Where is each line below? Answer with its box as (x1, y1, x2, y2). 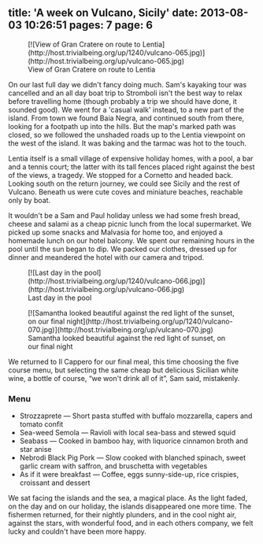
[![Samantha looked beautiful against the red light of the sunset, (28, 308, 235, 317)
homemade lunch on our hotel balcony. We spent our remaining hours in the (8, 235, 255, 245)
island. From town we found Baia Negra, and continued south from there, (8, 113, 245, 123)
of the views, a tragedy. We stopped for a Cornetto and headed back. (8, 170, 234, 179)
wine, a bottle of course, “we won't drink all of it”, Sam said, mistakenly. (8, 373, 240, 383)
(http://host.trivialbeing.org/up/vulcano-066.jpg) (28, 284, 185, 294)
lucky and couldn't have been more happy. (8, 527, 147, 536)
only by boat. (8, 195, 51, 205)
